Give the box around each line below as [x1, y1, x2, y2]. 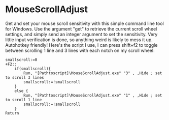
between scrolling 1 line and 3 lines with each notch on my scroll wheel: [5, 47, 155, 53]
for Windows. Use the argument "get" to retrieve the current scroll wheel [5, 25, 157, 32]
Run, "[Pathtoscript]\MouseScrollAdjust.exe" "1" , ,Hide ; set [23, 93, 162, 98]
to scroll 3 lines [5, 75, 44, 80]
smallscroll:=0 [5, 57, 38, 62]
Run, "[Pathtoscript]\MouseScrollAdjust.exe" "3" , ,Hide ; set [23, 70, 162, 76]
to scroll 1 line [5, 97, 42, 102]
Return [5, 110, 19, 115]
